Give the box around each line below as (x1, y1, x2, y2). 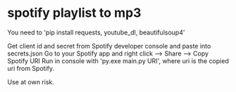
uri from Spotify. (7, 64, 55, 72)
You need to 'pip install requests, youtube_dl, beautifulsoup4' (7, 28, 185, 37)
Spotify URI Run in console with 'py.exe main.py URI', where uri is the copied (7, 56, 229, 65)
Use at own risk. (7, 77, 54, 86)
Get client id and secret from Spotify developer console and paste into (7, 41, 211, 50)
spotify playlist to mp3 (7, 5, 142, 21)
